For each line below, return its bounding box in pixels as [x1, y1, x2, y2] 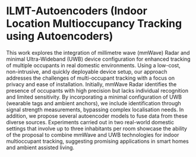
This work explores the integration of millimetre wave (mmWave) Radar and [6, 49, 190, 56]
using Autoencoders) [6, 30, 113, 43]
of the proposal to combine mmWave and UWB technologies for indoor [6, 131, 179, 138]
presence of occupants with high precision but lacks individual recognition [6, 87, 189, 94]
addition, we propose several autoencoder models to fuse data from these [6, 112, 188, 120]
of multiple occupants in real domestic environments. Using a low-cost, [6, 61, 181, 69]
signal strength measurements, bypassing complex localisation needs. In [6, 106, 184, 113]
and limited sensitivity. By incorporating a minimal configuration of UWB [6, 93, 182, 101]
